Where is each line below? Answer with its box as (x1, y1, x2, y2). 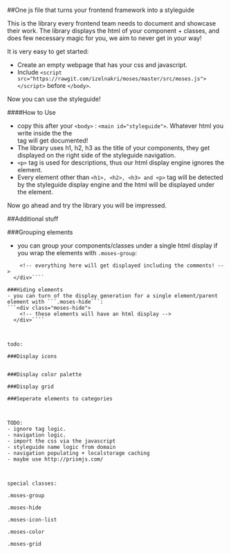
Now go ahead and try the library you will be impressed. (7, 201, 167, 210)
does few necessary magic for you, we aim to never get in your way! (7, 34, 202, 42)
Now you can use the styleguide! (7, 95, 101, 103)
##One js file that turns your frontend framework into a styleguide (7, 6, 195, 14)
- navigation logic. (7, 432, 67, 438)
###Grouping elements (7, 228, 73, 236)
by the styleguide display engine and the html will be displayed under (17, 181, 215, 189)
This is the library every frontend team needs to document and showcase (7, 19, 216, 27)
